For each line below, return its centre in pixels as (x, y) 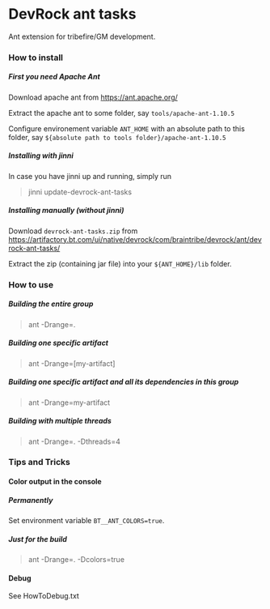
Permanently (31, 500)
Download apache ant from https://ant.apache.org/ (93, 97)
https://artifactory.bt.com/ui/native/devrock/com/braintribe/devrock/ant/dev (135, 239)
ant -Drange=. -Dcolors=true (76, 560)
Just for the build (38, 539)
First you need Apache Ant (55, 77)
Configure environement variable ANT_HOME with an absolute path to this (127, 128)
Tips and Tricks (40, 462)
